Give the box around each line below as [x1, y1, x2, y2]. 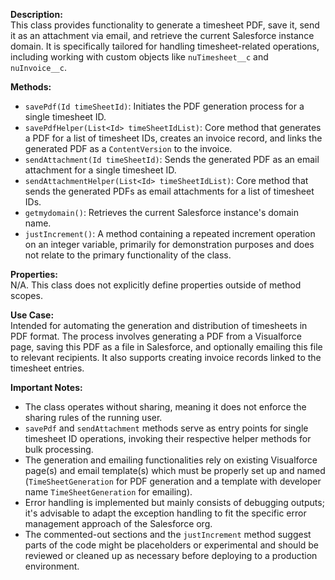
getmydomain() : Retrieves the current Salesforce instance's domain [24, 207, 300, 218]
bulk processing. [24, 444, 94, 455]
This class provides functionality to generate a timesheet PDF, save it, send [10, 19, 320, 31]
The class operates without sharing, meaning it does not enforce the [24, 401, 307, 413]
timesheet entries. [10, 362, 85, 374]
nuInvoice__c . [10, 62, 67, 73]
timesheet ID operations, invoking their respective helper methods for [24, 433, 312, 444]
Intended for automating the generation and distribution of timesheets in [10, 320, 308, 331]
